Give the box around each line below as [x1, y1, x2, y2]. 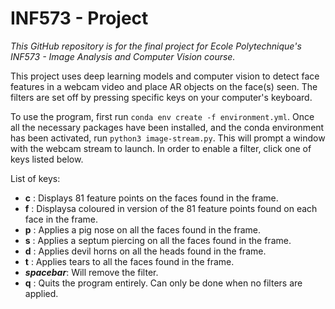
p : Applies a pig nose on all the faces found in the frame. [24, 223, 262, 236]
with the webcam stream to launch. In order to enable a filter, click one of [10, 142, 312, 154]
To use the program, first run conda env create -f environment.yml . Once [10, 110, 315, 122]
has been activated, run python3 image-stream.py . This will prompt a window [10, 132, 326, 144]
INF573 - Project [10, 7, 149, 30]
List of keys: [10, 172, 61, 184]
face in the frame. [24, 213, 99, 225]
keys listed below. [10, 153, 84, 165]
